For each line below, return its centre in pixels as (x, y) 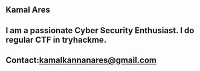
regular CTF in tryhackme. (56, 39)
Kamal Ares (28, 10)
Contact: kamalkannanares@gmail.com (81, 60)
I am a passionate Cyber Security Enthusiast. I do (100, 30)
